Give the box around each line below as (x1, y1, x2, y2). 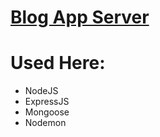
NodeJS (24, 85, 59, 97)
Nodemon (24, 117, 67, 129)
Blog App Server (10, 6, 150, 29)
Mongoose (24, 106, 70, 118)
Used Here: (10, 52, 106, 75)
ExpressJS (24, 96, 70, 108)
